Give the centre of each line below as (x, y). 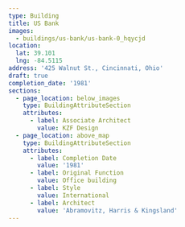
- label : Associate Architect (80, 121)
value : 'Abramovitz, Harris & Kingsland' (108, 210)
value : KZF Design (68, 128)
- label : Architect (62, 203)
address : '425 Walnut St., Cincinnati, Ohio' (86, 68)
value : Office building (77, 181)
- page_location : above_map (63, 135)
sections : (25, 91)
